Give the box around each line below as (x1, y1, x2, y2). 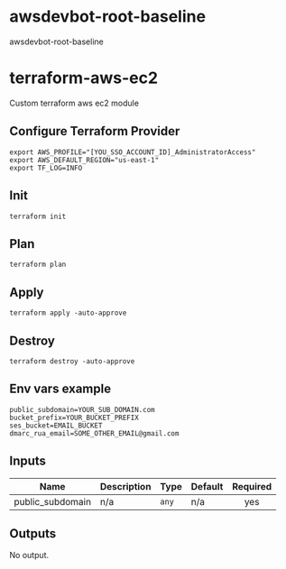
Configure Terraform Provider (9, 124, 180, 139)
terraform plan (9, 260, 67, 270)
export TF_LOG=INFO (9, 163, 83, 172)
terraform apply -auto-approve (9, 308, 127, 317)
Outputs (9, 526, 57, 541)
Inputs (9, 454, 47, 469)
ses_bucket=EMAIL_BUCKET (9, 421, 103, 430)
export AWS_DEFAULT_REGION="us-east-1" (9, 155, 160, 164)
